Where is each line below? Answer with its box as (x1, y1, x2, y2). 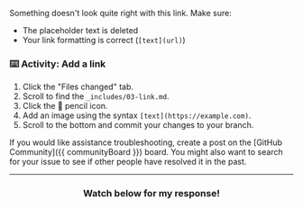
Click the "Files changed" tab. (22, 81, 133, 93)
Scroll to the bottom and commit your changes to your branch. (22, 120, 254, 131)
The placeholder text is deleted (22, 25, 139, 35)
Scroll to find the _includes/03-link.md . (22, 91, 170, 102)
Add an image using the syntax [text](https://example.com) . (22, 110, 252, 121)
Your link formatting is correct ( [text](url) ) (22, 35, 187, 45)
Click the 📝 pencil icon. (22, 101, 108, 112)
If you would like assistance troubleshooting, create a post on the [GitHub (9, 137, 282, 148)
